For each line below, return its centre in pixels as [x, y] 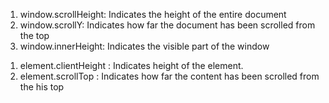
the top [34, 35]
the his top [42, 87]
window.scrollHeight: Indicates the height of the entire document [153, 14]
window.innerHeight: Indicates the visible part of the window [144, 46]
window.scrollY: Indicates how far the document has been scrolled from [167, 25]
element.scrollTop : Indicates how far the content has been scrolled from [169, 76]
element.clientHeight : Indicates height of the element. [131, 65]
